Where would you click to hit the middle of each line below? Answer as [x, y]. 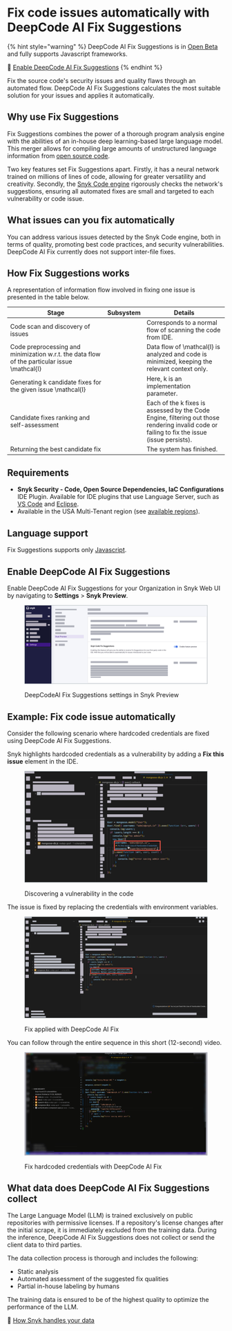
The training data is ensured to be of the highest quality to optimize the [108, 1300]
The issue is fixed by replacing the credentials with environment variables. [113, 907]
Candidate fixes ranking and [50, 417]
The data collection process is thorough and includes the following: [103, 1258]
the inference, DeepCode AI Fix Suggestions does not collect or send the [111, 1238]
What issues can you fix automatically [91, 220]
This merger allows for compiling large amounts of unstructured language [112, 148]
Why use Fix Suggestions [63, 117]
